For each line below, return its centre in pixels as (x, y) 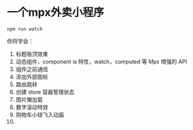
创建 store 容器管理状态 (45, 92)
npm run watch (25, 29)
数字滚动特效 (32, 107)
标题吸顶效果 (32, 54)
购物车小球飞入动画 (40, 115)
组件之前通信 (32, 69)
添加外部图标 (32, 77)
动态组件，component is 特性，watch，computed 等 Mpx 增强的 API (101, 61)
